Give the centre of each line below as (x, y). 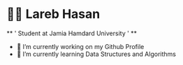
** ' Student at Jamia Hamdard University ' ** (72, 33)
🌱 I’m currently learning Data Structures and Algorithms (96, 54)
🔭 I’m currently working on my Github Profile (80, 46)
